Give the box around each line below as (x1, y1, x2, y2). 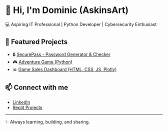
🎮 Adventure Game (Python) (12, 58, 72, 64)
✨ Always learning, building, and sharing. (5, 118, 90, 124)
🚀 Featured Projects (5, 37, 68, 46)
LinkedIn (12, 99, 30, 105)
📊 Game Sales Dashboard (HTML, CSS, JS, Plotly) (12, 66, 117, 72)
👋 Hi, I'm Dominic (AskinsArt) (5, 4, 129, 16)
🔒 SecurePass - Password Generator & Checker (12, 51, 111, 57)
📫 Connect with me (5, 83, 68, 92)
